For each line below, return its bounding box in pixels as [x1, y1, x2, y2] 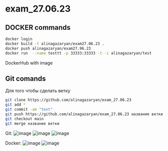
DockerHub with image [5, 60, 53, 66]
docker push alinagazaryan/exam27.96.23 [5, 46, 92, 51]
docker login [5, 36, 33, 41]
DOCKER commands [5, 23, 71, 32]
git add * [5, 102, 26, 108]
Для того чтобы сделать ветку [5, 88, 70, 94]
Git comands [5, 74, 46, 83]
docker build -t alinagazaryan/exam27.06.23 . [5, 41, 105, 46]
